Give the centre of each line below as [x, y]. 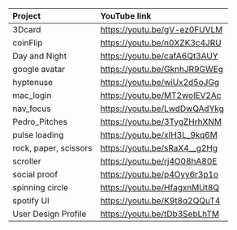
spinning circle [41, 187]
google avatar [39, 69]
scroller [27, 161]
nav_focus [32, 109]
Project [27, 16]
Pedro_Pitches [40, 122]
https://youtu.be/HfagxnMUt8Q [160, 187]
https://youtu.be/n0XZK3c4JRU [161, 43]
